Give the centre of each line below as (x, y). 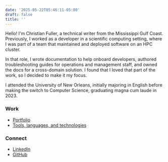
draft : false (19, 15)
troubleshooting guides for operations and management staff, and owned (81, 65)
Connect (16, 138)
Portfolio (21, 120)
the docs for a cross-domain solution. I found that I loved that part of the (80, 70)
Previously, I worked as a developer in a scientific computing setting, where (84, 39)
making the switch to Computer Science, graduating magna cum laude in (81, 91)
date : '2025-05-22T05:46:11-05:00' (43, 10)
